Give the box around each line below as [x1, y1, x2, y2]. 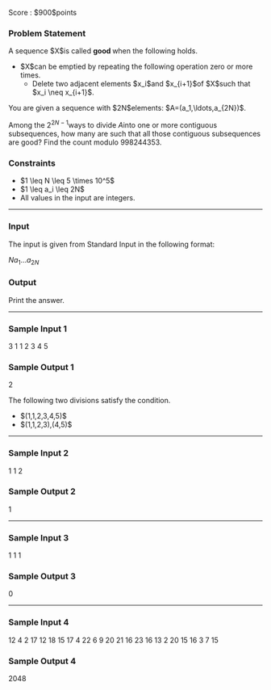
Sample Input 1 [8, 323, 67, 334]
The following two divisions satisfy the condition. [8, 396, 171, 406]
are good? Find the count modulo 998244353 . [8, 137, 162, 147]
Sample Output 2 [8, 486, 76, 497]
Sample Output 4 [8, 655, 77, 667]
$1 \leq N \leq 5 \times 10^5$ [19, 176, 115, 186]
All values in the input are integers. [19, 193, 135, 203]
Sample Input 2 [8, 448, 69, 459]
